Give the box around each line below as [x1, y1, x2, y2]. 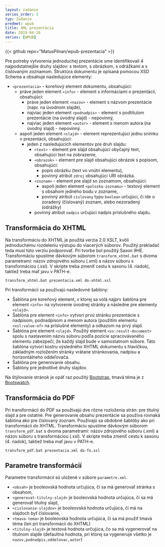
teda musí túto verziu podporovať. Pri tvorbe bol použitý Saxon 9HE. [5, 247, 144, 253]
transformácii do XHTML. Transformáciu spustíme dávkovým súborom [5, 422, 148, 428]
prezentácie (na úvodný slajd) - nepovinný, [27, 115, 114, 121]
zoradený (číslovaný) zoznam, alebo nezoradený [41, 199, 140, 205]
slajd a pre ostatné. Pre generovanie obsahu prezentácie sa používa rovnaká [5, 412, 161, 418]
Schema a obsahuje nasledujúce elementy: [5, 74, 93, 80]
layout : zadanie [5, 7, 38, 12]
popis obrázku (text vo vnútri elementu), [41, 167, 123, 173]
